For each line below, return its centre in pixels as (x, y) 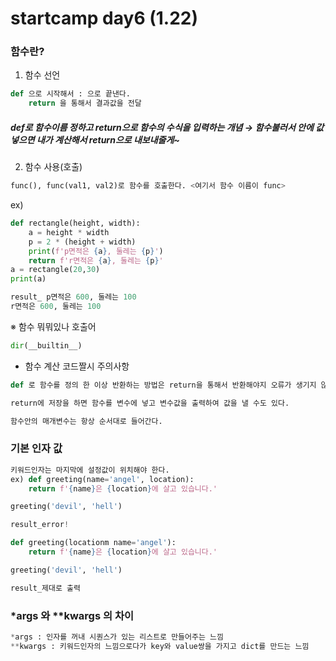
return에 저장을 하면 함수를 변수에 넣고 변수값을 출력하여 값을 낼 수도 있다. (150, 403)
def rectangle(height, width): (75, 223)
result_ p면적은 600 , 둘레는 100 (73, 297)
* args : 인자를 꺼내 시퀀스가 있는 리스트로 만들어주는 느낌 (117, 637)
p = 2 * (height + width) (82, 242)
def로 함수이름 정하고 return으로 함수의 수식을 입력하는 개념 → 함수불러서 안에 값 (167, 127)
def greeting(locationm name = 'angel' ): (93, 543)
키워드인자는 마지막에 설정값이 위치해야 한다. (90, 470)
